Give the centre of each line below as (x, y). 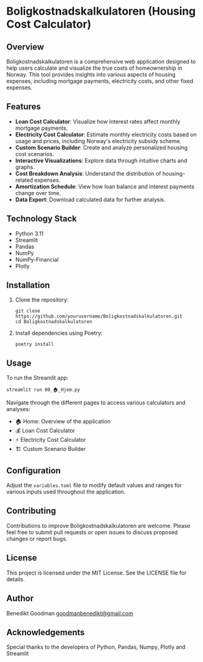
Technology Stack (42, 219)
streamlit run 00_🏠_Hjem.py (43, 390)
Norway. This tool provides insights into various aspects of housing (91, 74)
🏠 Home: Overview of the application (63, 422)
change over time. (38, 193)
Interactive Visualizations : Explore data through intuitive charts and (101, 160)
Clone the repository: (42, 300)
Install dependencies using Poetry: (59, 333)
